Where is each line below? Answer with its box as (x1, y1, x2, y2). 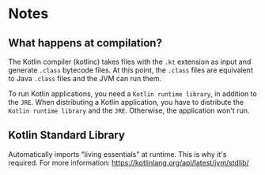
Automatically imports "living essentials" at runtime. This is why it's (8, 149, 227, 158)
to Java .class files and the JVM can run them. (8, 74, 162, 83)
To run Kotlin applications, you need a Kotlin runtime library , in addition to (8, 89, 257, 99)
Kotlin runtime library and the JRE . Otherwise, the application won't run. (8, 106, 250, 115)
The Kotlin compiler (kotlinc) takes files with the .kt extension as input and (8, 57, 252, 66)
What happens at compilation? (8, 36, 162, 50)
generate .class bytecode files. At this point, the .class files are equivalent (8, 65, 253, 75)
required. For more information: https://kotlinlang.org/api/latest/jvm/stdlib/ (8, 158, 249, 167)
